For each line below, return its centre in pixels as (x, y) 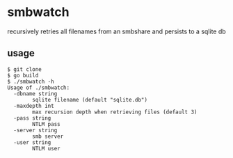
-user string (32, 142)
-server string (35, 130)
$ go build (23, 75)
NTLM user (46, 148)
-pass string (32, 118)
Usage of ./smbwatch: (39, 88)
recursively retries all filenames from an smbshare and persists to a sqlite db (116, 31)
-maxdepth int (34, 106)
